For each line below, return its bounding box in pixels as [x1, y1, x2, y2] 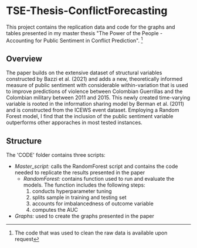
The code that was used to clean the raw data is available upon [14, 229, 168, 236]
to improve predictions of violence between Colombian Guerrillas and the [6, 88, 183, 95]
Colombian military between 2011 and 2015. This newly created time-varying [6, 94, 191, 101]
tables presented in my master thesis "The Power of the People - [6, 29, 163, 36]
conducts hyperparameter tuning [32, 188, 113, 195]
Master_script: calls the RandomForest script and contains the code [14, 163, 178, 170]
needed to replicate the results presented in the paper [14, 169, 145, 176]
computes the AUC [32, 206, 78, 213]
